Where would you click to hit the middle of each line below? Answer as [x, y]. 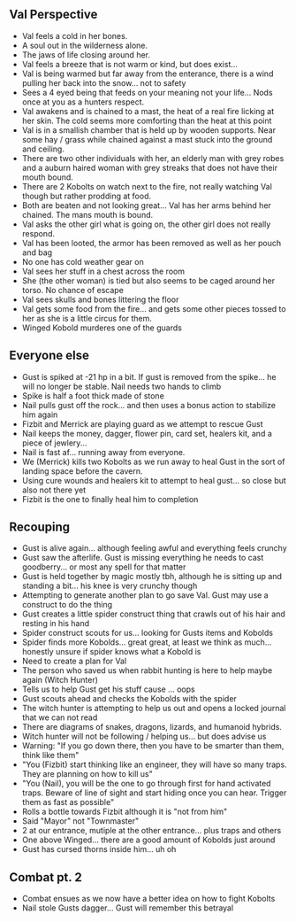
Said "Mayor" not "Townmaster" [80, 821]
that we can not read [60, 717]
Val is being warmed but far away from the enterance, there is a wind [148, 74]
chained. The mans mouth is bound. [87, 214]
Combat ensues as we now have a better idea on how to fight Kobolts [148, 899]
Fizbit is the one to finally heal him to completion [110, 499]
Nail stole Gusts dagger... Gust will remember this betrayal [128, 908]
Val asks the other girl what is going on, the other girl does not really [146, 224]
